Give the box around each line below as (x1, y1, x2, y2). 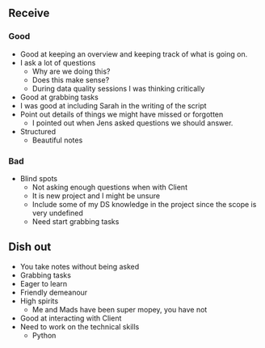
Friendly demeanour (19, 287, 88, 297)
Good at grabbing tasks (19, 92, 99, 102)
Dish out (8, 240, 52, 254)
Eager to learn (19, 278, 68, 288)
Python (32, 330, 57, 340)
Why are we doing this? (32, 66, 111, 76)
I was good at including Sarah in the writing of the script (19, 100, 208, 110)
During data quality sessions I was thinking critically (32, 83, 205, 93)
